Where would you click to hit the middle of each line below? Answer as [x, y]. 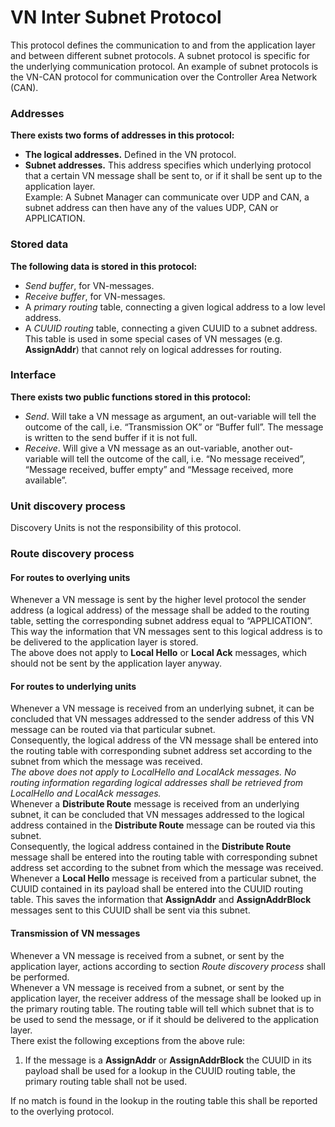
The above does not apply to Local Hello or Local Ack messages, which [159, 653]
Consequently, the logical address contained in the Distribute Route [151, 847]
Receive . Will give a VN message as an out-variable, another [149, 448]
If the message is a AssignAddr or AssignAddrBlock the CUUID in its [168, 1060]
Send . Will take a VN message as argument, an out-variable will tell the [170, 416]
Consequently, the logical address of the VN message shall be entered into [164, 740]
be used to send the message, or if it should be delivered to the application [164, 1019]
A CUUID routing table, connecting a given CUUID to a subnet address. [171, 328]
